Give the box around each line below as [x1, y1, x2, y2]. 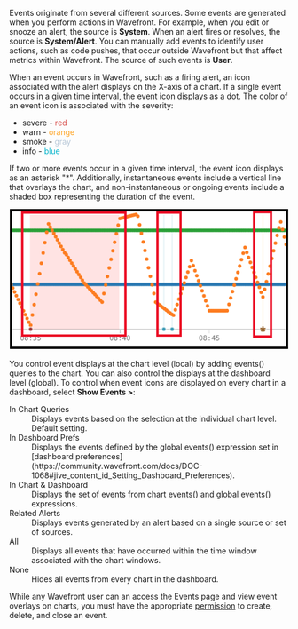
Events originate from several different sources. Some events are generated [9, 8, 286, 18]
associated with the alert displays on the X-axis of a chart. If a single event [9, 82, 282, 92]
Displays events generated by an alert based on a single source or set [31, 517, 286, 528]
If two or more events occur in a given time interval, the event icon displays [9, 163, 284, 173]
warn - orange [21, 127, 75, 137]
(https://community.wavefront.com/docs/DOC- [31, 461, 203, 472]
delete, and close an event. [9, 610, 108, 621]
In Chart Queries [9, 404, 69, 415]
